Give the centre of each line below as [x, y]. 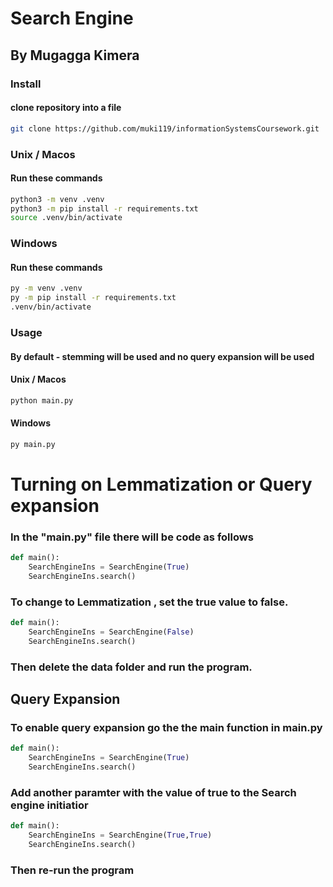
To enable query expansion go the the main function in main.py [166, 728]
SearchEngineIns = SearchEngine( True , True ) [120, 835]
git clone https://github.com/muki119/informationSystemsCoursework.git [165, 128]
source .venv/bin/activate [66, 218]
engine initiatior [49, 805]
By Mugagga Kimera [75, 55]
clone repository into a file [66, 108]
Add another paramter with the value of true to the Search [153, 792]
